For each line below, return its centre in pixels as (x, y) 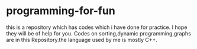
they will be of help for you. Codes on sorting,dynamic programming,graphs (98, 33)
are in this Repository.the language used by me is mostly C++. (82, 40)
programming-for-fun (61, 11)
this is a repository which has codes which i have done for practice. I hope (97, 27)
